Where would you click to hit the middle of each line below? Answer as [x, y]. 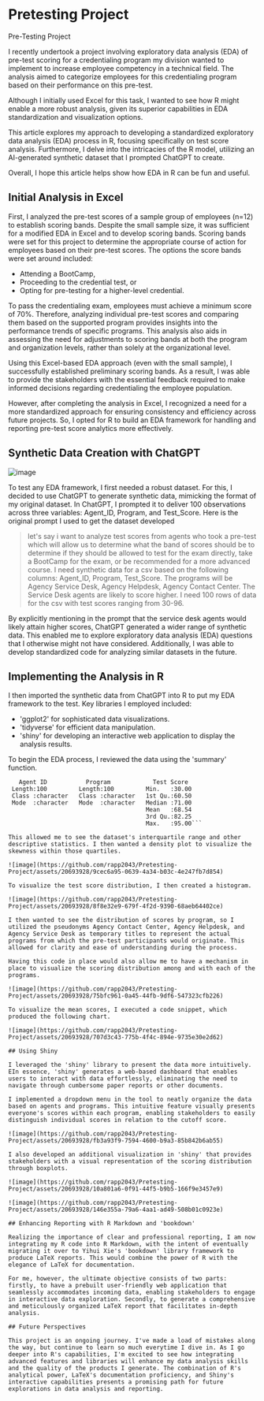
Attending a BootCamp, [58, 273]
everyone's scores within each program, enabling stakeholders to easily [132, 1113]
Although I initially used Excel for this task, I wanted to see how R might [124, 100]
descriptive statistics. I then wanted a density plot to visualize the [130, 845]
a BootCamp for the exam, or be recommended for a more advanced [139, 561]
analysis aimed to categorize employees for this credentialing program [123, 76]
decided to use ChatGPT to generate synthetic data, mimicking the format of [132, 496]
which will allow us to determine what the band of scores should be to [141, 544]
